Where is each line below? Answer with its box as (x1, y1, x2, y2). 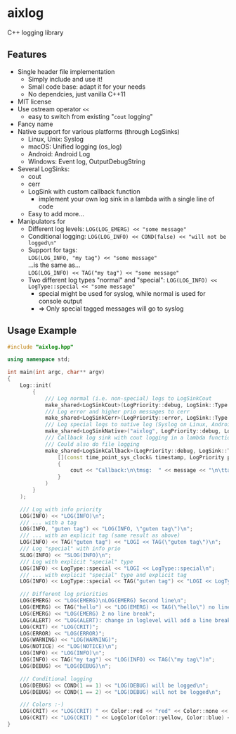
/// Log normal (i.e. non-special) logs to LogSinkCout (44, 394, 212, 402)
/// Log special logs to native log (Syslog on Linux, (44, 421, 209, 428)
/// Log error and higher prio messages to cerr (44, 408, 190, 415)
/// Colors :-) (20, 701, 65, 709)
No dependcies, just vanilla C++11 (27, 89, 126, 98)
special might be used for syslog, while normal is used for (38, 289, 206, 297)
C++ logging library (7, 28, 64, 37)
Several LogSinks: (17, 164, 70, 173)
